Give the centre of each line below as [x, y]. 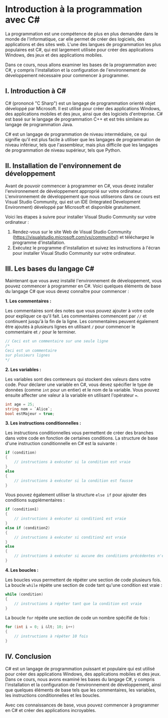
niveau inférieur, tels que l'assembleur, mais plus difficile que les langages [81, 145]
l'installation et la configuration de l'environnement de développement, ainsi [83, 684]
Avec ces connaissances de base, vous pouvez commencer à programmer [82, 705]
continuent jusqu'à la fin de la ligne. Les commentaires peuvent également [82, 321]
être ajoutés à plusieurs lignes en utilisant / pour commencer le [70, 327]
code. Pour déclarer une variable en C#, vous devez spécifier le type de [79, 385]
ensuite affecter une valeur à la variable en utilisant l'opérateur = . [72, 395]
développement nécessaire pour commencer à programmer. [67, 75]
